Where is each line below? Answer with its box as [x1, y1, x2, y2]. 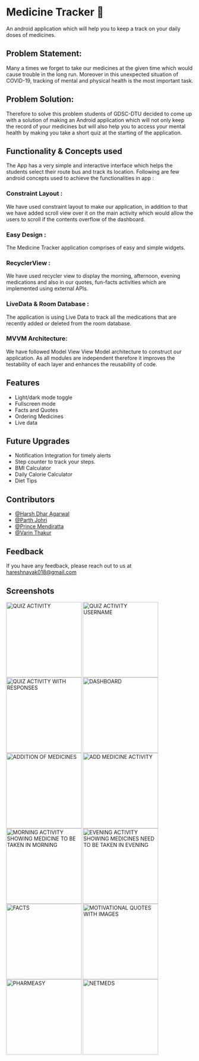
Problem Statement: [6, 49, 82, 59]
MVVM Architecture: [6, 334, 68, 343]
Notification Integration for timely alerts [14, 452, 111, 459]
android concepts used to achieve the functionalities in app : [6, 175, 154, 182]
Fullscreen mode [14, 400, 56, 407]
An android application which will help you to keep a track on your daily [6, 25, 181, 32]
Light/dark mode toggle [14, 394, 73, 401]
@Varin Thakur [14, 529, 52, 536]
